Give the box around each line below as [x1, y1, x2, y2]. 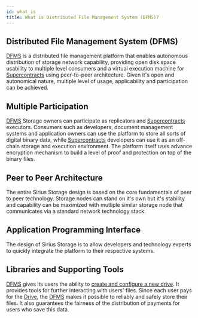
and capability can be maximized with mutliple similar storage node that [6, 201, 183, 208]
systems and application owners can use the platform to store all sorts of [6, 130, 186, 137]
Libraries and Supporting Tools [6, 264, 124, 275]
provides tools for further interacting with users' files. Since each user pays [6, 286, 193, 293]
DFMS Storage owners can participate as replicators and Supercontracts [6, 117, 185, 124]
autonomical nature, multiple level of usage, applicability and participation [6, 78, 188, 85]
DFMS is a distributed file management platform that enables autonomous [6, 52, 188, 60]
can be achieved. [6, 84, 49, 91]
